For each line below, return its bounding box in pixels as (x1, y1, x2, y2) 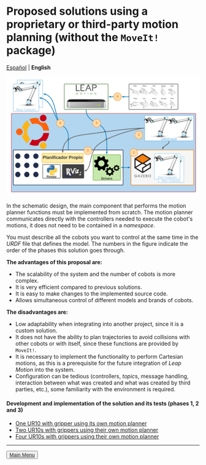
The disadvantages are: (6, 308, 69, 316)
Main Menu (9, 451, 35, 458)
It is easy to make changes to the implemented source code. (15, 290, 168, 297)
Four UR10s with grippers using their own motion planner (15, 433, 159, 440)
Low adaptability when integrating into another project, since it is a (15, 320, 184, 327)
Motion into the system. (15, 365, 75, 373)
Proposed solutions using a (6, 4, 148, 18)
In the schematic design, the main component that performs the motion (6, 201, 186, 209)
